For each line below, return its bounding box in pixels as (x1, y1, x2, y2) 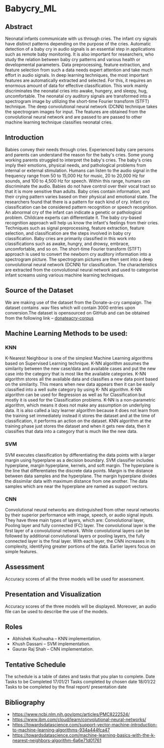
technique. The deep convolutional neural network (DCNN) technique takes (5, 104, 158, 109)
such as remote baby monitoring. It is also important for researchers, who (5, 51, 154, 57)
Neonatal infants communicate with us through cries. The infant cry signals (5, 35, 157, 41)
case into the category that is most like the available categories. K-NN (5, 371, 146, 377)
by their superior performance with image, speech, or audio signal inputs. (5, 512, 154, 518)
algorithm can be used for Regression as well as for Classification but (5, 392, 146, 398)
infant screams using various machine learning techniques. (5, 272, 125, 278)
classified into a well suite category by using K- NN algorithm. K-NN (5, 387, 142, 393)
